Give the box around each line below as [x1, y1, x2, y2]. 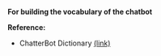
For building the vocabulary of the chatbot [7, 7, 153, 16]
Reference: [7, 23, 46, 32]
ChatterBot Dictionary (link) [19, 38, 111, 48]
